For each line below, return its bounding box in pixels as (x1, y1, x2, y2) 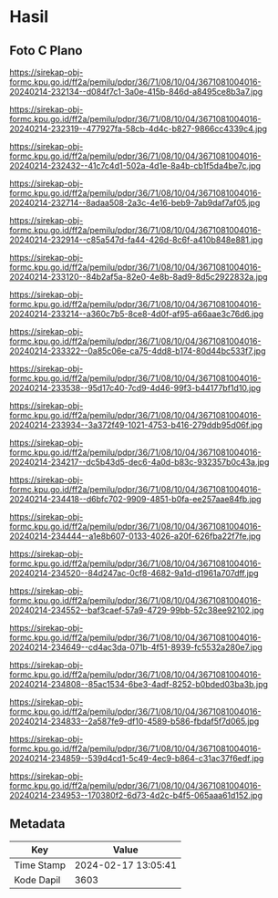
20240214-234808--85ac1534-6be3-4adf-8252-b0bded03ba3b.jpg (9, 679, 269, 689)
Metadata (9, 816, 66, 831)
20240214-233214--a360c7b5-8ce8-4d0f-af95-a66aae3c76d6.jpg (9, 308, 264, 319)
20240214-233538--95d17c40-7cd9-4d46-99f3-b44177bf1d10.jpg (9, 383, 262, 393)
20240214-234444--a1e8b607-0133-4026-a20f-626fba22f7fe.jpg (9, 531, 262, 542)
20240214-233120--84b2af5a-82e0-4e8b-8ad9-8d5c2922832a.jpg (9, 272, 268, 282)
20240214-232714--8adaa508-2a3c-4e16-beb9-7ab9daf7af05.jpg (9, 198, 261, 208)
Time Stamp (14, 859, 67, 872)
